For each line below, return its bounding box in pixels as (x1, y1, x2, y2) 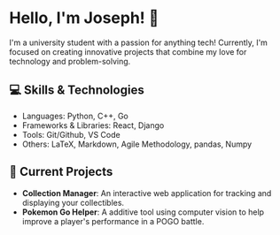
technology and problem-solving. (9, 56, 131, 66)
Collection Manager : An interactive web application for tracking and (21, 187, 272, 198)
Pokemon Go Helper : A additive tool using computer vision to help (21, 207, 264, 217)
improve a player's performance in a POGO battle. (21, 216, 205, 226)
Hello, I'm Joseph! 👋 (9, 8, 159, 28)
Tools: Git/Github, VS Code (21, 129, 121, 140)
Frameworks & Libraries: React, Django (21, 119, 165, 131)
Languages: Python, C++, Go (21, 110, 128, 121)
